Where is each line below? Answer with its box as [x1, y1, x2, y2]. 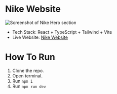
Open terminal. [12, 72, 43, 79]
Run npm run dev [12, 83, 46, 89]
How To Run [5, 51, 55, 63]
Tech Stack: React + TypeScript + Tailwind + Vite [12, 29, 112, 35]
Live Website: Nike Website [12, 34, 68, 40]
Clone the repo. [12, 68, 44, 73]
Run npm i [12, 78, 33, 84]
